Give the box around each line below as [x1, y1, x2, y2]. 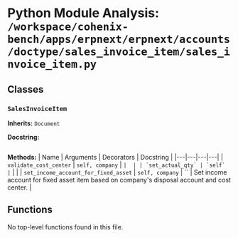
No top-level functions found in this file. [7, 222, 124, 231]
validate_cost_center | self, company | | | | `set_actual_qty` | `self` [7, 160, 226, 169]
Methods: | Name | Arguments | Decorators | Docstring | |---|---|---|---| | [7, 152, 224, 161]
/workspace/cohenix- [7, 20, 129, 33]
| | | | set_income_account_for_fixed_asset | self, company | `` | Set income [7, 167, 227, 176]
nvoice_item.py [7, 58, 97, 71]
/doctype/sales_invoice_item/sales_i [7, 45, 231, 58]
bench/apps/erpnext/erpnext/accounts [7, 33, 231, 46]
